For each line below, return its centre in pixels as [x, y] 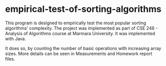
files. [10, 59]
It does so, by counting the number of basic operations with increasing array [83, 48]
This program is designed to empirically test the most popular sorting [76, 23]
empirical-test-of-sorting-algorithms [83, 9]
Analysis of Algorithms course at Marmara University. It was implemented [80, 33]
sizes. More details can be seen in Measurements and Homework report [79, 54]
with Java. [16, 39]
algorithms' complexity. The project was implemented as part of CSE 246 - [82, 28]
